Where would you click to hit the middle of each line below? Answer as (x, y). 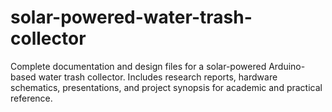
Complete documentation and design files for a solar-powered (138, 66)
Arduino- (287, 66)
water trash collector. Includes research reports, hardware (158, 77)
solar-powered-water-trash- (131, 17)
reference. (31, 98)
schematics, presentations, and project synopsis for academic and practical (166, 87)
